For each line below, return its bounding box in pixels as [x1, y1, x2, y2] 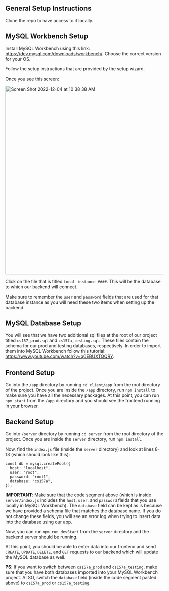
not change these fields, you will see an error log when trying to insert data [5, 513, 161, 520]
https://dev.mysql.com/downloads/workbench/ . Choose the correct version [5, 50, 161, 57]
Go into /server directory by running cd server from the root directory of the [5, 431, 164, 437]
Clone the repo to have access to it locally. [5, 17, 94, 23]
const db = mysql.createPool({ [5, 461, 71, 466]
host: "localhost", [10, 466, 51, 471]
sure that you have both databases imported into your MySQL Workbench [5, 569, 158, 575]
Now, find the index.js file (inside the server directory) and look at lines [5, 446, 154, 452]
